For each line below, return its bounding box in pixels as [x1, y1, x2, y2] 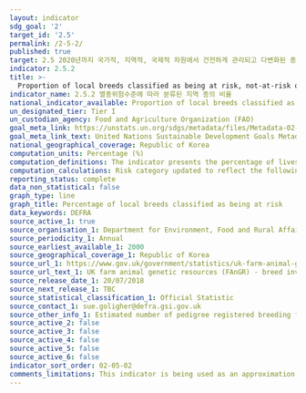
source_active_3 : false [9, 327, 100, 336]
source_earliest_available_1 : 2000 [9, 243, 145, 252]
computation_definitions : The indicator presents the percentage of [9, 157, 275, 167]
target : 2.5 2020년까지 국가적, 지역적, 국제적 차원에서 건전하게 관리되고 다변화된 [9, 56, 287, 65]
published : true [9, 47, 71, 57]
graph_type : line [9, 191, 76, 201]
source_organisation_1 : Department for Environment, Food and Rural [9, 225, 275, 234]
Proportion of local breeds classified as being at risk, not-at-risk [17, 81, 291, 90]
